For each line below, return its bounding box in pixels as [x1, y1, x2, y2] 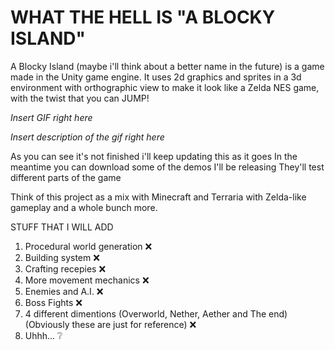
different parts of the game [10, 171, 122, 183]
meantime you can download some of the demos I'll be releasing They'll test [10, 161, 325, 173]
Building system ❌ [24, 251, 100, 263]
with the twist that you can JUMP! [10, 92, 150, 104]
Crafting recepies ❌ [24, 262, 107, 275]
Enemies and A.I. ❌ [24, 285, 104, 297]
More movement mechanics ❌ [24, 274, 150, 286]
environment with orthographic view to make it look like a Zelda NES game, [10, 81, 320, 93]
